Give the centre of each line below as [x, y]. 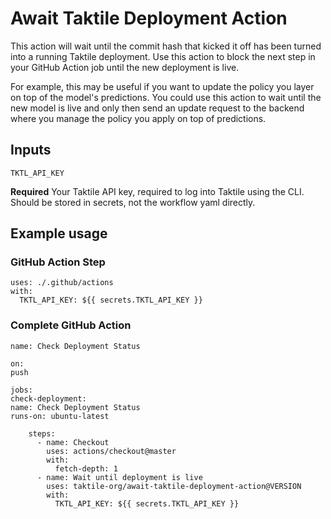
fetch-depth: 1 [86, 468]
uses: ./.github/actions [62, 283]
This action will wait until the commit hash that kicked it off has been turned [166, 46]
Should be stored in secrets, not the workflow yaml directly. [133, 202]
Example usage [59, 233]
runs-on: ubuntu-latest [60, 416]
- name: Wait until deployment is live [119, 477]
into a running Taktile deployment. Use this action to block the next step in [163, 56]
